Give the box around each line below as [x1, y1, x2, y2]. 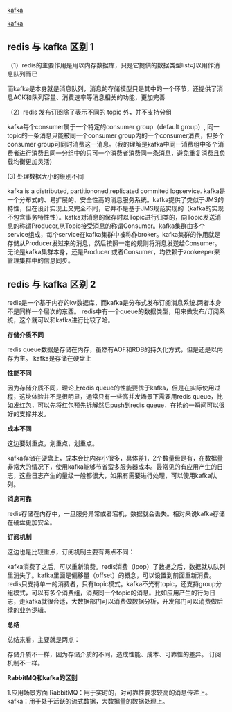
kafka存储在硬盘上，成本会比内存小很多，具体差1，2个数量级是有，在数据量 [7, 454, 224, 462]
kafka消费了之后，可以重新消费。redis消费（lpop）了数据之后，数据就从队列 [7, 562, 226, 570]
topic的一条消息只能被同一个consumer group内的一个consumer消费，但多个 [7, 131, 225, 140]
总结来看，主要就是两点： [7, 635, 80, 643]
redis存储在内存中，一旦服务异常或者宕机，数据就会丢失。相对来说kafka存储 [7, 509, 225, 518]
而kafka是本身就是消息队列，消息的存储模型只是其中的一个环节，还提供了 [7, 84, 217, 92]
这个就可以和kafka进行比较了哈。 [19, 315, 114, 324]
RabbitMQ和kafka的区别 [7, 673, 78, 681]
